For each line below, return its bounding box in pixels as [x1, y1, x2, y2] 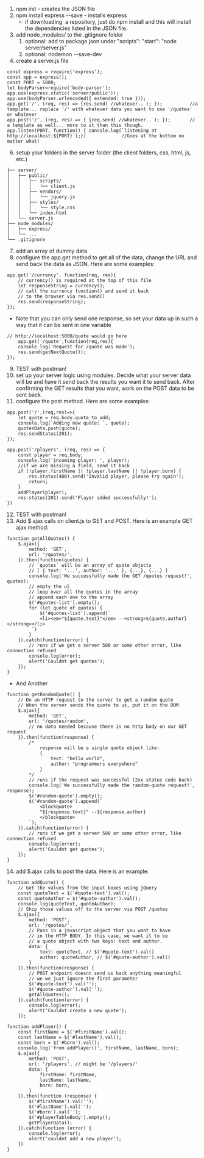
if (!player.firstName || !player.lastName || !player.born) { [18, 468, 182, 474]
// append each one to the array [29, 594, 114, 600]
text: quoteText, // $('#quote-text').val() [39, 949, 155, 955]
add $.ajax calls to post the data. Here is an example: [15, 868, 149, 875]
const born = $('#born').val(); [18, 1040, 100, 1046]
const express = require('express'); [7, 69, 103, 75]
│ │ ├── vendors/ [7, 189, 62, 195]
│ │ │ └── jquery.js [7, 194, 76, 200]
